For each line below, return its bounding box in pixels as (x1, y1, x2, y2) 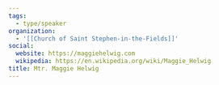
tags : (8, 11, 27, 20)
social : (8, 42, 35, 50)
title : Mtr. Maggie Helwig (8, 65, 99, 73)
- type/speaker (15, 19, 67, 28)
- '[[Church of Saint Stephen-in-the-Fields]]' (15, 34, 179, 43)
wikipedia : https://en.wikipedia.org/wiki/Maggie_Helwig (15, 57, 212, 66)
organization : (8, 27, 57, 35)
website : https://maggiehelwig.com (15, 49, 136, 57)
